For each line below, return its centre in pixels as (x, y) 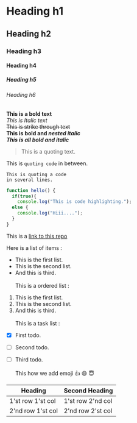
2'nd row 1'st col (33, 411)
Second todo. (32, 347)
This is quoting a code (37, 174)
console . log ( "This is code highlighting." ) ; (75, 202)
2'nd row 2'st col (88, 411)
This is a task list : (37, 323)
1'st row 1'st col (33, 400)
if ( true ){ (24, 196)
